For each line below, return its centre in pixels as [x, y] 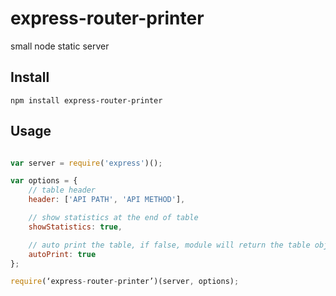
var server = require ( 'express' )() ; [86, 163]
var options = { [44, 181]
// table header [62, 190]
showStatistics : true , [75, 227]
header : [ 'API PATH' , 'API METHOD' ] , [107, 200]
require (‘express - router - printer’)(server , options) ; [125, 282]
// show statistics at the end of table [113, 218]
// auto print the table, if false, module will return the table [169, 245]
